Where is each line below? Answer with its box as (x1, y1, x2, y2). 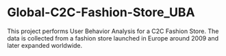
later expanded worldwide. (7, 41, 83, 49)
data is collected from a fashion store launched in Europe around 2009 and (7, 34, 219, 42)
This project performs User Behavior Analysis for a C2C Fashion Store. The (7, 27, 219, 35)
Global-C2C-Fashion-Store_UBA (7, 5, 195, 20)
